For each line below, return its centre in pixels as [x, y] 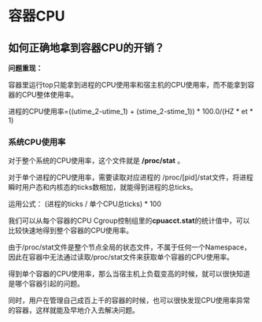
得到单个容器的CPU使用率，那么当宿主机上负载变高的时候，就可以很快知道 [129, 274]
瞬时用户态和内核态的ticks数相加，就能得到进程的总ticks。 [103, 187]
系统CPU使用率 [37, 142]
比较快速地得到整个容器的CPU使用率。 [71, 231]
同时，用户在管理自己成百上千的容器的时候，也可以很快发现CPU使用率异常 [129, 301]
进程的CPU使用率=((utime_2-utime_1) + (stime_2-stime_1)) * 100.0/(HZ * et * [131, 111]
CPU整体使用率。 [50, 94]
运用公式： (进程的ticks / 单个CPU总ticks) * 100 [85, 204]
